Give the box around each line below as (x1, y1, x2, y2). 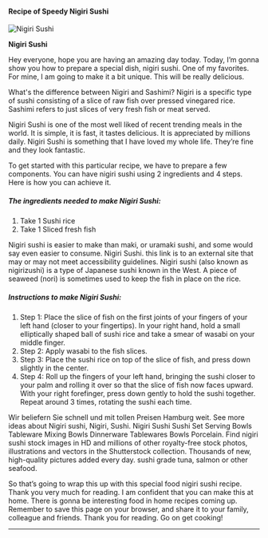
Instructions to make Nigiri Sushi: (8, 292, 122, 302)
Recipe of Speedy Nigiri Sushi (8, 6, 109, 16)
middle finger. (19, 338, 66, 347)
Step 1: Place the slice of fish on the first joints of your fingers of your (19, 312, 248, 322)
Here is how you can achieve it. (8, 178, 112, 188)
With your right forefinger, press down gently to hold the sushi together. (19, 389, 256, 398)
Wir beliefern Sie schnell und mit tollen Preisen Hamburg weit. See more (8, 413, 245, 422)
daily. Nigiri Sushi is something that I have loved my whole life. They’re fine (8, 136, 254, 147)
